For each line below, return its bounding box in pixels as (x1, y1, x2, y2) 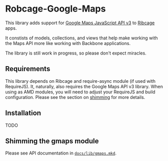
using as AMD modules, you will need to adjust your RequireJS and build (5, 89, 156, 95)
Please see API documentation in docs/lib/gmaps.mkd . (5, 150, 117, 156)
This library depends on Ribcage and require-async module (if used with (5, 78, 156, 84)
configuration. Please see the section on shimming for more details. (5, 94, 145, 100)
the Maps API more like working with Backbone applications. (5, 40, 131, 46)
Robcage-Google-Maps (5, 3, 106, 15)
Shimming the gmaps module (5, 137, 99, 145)
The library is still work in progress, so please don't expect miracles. (5, 50, 147, 56)
